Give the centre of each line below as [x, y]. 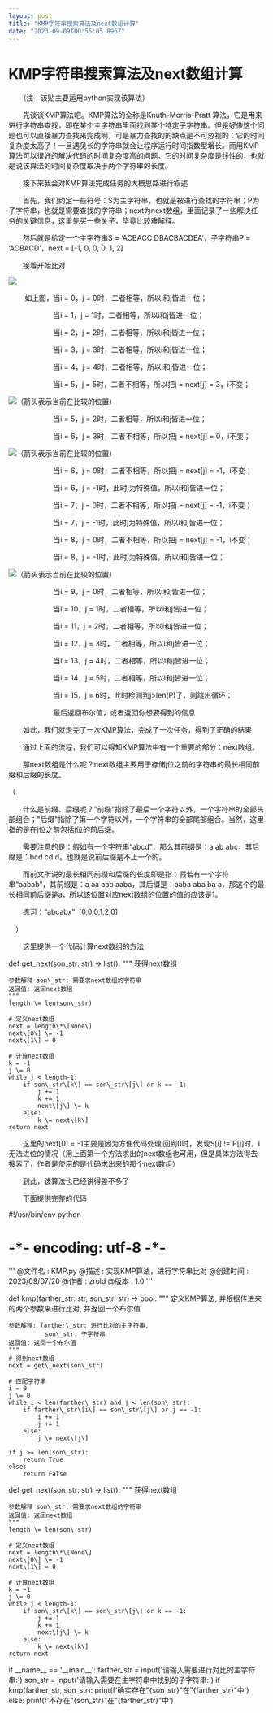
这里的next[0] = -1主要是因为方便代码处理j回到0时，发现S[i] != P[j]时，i [141, 1144]
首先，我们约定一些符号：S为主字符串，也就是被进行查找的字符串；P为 [141, 201]
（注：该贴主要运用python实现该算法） [86, 98]
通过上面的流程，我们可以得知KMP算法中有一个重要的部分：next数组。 [141, 747]
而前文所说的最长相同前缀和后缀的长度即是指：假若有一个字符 [126, 874]
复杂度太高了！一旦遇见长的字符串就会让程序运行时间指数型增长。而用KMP [134, 146]
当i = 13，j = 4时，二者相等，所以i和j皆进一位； [132, 661]
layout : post [30, 16]
